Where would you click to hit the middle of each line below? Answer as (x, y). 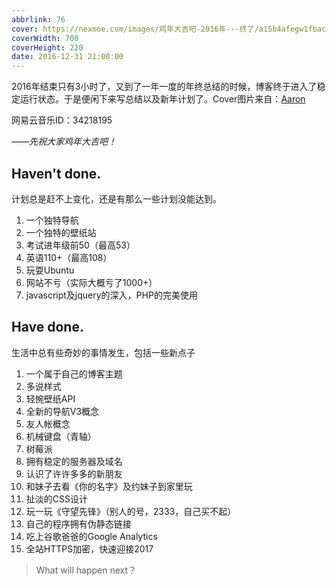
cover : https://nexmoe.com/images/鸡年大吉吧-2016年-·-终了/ (135, 29)
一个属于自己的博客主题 (74, 373)
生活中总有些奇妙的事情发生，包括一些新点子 (103, 352)
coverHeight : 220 (47, 47)
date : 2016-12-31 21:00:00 (67, 57)
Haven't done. (56, 173)
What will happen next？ (86, 570)
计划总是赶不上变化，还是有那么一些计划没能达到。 (116, 198)
